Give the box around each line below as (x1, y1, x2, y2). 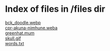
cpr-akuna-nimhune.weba (5, 25, 58, 30)
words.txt (5, 40, 24, 46)
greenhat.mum (5, 30, 35, 36)
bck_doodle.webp (5, 20, 41, 25)
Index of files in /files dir (5, 3, 106, 15)
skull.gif (5, 35, 21, 41)
